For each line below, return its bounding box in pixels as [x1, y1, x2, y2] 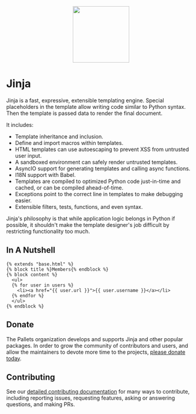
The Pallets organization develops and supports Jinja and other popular [6, 335, 183, 342]
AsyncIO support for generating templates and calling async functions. [14, 165, 191, 172]
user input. [14, 152, 42, 159]
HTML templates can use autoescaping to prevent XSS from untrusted [14, 146, 189, 153]
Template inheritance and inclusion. [14, 132, 103, 140]
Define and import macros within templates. [14, 139, 124, 146]
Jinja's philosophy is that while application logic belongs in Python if [6, 215, 176, 222]
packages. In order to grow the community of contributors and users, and [6, 342, 188, 349]
